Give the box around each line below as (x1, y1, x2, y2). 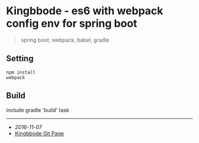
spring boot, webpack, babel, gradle (20, 36, 110, 43)
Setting (6, 53, 34, 63)
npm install (6, 69, 36, 75)
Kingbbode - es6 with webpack (6, 4, 163, 18)
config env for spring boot (6, 17, 137, 30)
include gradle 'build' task (6, 106, 69, 113)
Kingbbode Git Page (14, 129, 64, 137)
